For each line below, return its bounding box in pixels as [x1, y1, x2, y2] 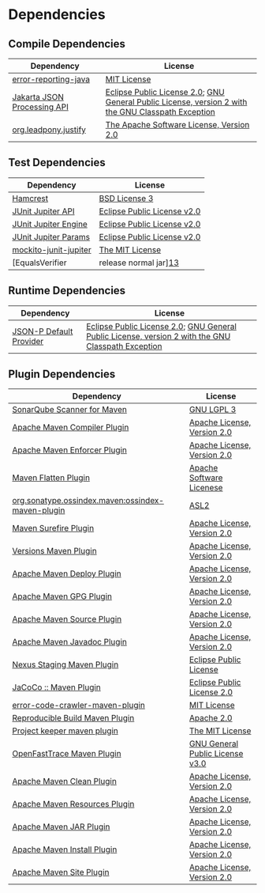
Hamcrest [12, 192, 49, 203]
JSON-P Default [12, 326, 73, 337]
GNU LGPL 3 [188, 404, 237, 415]
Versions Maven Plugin [12, 546, 97, 557]
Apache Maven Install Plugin [12, 844, 118, 855]
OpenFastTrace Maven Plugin [12, 748, 121, 759]
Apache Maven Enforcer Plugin [12, 445, 128, 456]
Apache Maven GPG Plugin [12, 591, 113, 602]
